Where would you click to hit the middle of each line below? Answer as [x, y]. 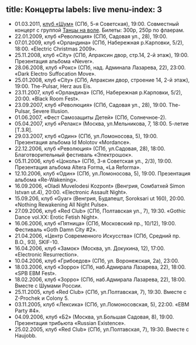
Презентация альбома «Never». [54, 61]
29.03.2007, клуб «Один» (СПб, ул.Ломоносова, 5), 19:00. [86, 136]
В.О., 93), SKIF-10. [37, 242]
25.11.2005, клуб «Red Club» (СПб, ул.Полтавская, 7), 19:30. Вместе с [101, 292]
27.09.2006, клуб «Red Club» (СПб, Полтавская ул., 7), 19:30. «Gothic [100, 211]
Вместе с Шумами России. [48, 285]
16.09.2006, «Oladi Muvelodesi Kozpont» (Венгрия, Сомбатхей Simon [100, 186]
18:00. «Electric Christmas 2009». [55, 49]
